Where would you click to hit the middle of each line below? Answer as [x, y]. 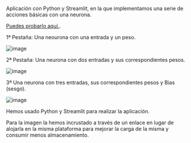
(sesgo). [16, 89]
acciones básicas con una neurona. [49, 15]
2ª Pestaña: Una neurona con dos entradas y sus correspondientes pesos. [96, 60]
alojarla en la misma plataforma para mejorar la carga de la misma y [87, 129]
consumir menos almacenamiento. [48, 135]
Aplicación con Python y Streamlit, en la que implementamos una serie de [95, 8]
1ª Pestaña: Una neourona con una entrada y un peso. [71, 37]
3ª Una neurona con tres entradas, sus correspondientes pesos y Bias [91, 82]
